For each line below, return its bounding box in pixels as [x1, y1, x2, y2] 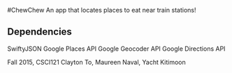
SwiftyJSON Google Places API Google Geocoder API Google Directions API [7, 44, 226, 53]
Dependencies [7, 26, 72, 38]
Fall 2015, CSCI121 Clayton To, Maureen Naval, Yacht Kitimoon [7, 58, 187, 66]
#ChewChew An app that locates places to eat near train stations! [7, 6, 196, 14]
